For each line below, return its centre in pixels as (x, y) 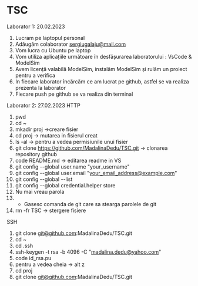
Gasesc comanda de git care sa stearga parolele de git (90, 204)
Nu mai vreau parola (40, 191)
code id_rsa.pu (33, 258)
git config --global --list (44, 179)
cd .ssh (24, 245)
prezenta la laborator (41, 88)
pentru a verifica (35, 75)
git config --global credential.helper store (65, 185)
